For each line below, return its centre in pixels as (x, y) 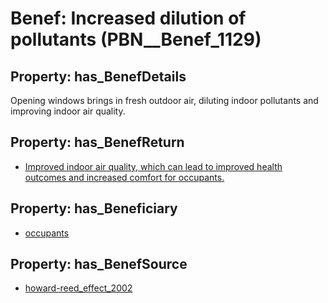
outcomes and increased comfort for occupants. (124, 177)
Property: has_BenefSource (99, 264)
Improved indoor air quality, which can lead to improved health (153, 166)
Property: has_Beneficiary (94, 208)
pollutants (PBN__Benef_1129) (136, 39)
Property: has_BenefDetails (98, 76)
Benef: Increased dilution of (128, 18)
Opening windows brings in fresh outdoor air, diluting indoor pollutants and (164, 100)
